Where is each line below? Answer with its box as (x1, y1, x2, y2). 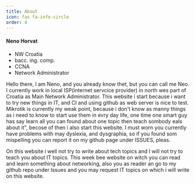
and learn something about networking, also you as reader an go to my (6, 160, 177, 167)
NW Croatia (14, 50, 43, 57)
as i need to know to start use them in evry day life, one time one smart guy (6, 112, 188, 119)
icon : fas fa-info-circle (6, 14, 69, 20)
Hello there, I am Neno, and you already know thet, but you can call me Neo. (6, 80, 190, 88)
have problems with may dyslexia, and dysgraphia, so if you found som (6, 130, 177, 137)
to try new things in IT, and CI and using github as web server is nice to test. (6, 99, 189, 106)
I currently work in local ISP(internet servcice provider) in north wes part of (6, 86, 187, 93)
